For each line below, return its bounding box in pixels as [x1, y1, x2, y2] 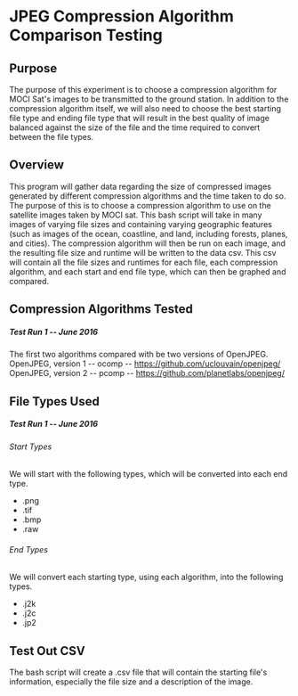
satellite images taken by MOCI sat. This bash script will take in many [9, 209, 262, 220]
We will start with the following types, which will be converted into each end [9, 469, 288, 479]
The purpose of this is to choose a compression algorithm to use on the [9, 200, 271, 210]
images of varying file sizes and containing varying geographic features [9, 218, 273, 229]
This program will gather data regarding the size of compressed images [9, 181, 271, 192]
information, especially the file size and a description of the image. [9, 676, 254, 687]
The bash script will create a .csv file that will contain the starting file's [9, 667, 268, 678]
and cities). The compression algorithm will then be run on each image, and [9, 238, 286, 249]
